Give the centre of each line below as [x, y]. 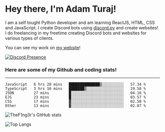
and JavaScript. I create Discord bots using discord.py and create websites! [82, 27]
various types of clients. [29, 38]
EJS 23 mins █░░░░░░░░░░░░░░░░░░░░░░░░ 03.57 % [76, 97]
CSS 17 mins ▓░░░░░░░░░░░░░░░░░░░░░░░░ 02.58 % [76, 102]
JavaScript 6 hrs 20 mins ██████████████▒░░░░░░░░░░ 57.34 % [76, 85]
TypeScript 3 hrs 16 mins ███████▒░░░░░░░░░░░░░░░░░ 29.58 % [76, 89]
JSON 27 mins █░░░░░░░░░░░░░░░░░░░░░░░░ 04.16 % [76, 93]
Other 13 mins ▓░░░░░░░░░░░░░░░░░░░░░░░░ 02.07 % [76, 106]
